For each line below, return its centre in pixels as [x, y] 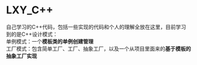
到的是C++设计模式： [32, 34]
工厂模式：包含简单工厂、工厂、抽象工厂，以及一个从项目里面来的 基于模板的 [98, 48]
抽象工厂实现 [21, 56]
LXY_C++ [30, 10]
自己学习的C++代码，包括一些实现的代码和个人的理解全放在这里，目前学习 [96, 27]
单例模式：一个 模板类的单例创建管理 [50, 41]
